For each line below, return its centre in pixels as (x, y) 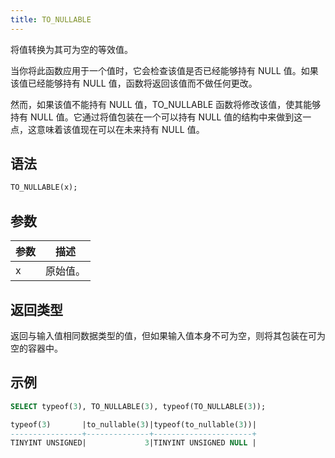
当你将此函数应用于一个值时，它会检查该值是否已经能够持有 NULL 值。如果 (164, 70)
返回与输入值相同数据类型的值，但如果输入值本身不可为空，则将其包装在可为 (168, 335)
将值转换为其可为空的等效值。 (71, 49)
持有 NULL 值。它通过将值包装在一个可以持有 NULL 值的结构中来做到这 (156, 117)
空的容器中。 (36, 348)
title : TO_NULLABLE (51, 19)
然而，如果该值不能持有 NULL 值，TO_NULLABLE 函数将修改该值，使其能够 (166, 104)
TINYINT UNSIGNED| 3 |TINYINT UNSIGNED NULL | (133, 443)
